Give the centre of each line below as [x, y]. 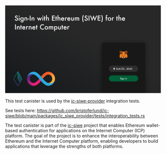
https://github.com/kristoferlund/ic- [73, 110]
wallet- [153, 125]
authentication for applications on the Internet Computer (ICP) [82, 130]
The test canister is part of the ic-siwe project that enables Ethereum [75, 125]
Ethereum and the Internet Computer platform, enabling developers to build [82, 141]
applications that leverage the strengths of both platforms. [64, 146]
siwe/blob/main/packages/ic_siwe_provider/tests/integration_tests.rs [75, 115]
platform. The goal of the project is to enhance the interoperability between [82, 136]
